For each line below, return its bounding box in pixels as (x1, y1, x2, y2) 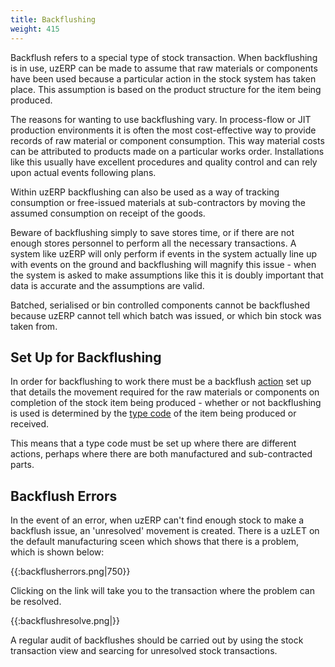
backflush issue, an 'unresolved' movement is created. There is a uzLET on (10, 525, 320, 537)
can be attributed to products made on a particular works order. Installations (10, 145, 325, 157)
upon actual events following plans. (10, 166, 157, 178)
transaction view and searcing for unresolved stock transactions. (10, 645, 278, 657)
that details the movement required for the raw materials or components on (10, 386, 320, 398)
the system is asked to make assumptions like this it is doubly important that (10, 269, 324, 281)
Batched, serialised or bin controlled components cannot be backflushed (10, 299, 311, 311)
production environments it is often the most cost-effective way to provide (10, 124, 317, 136)
